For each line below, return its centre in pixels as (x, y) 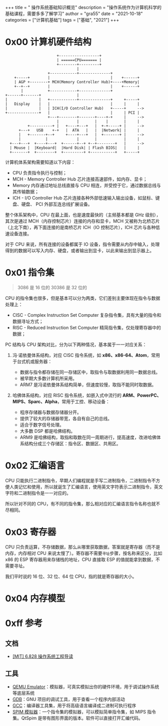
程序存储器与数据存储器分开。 (50, 412)
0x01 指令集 (30, 273)
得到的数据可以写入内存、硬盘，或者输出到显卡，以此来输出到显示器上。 (79, 250)
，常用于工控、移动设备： (83, 401)
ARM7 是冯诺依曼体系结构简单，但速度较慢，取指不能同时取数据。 (88, 385)
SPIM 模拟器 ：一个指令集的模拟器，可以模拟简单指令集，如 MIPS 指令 (84, 711)
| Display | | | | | (72, 104)
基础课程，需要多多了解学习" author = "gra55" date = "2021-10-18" (74, 14)
